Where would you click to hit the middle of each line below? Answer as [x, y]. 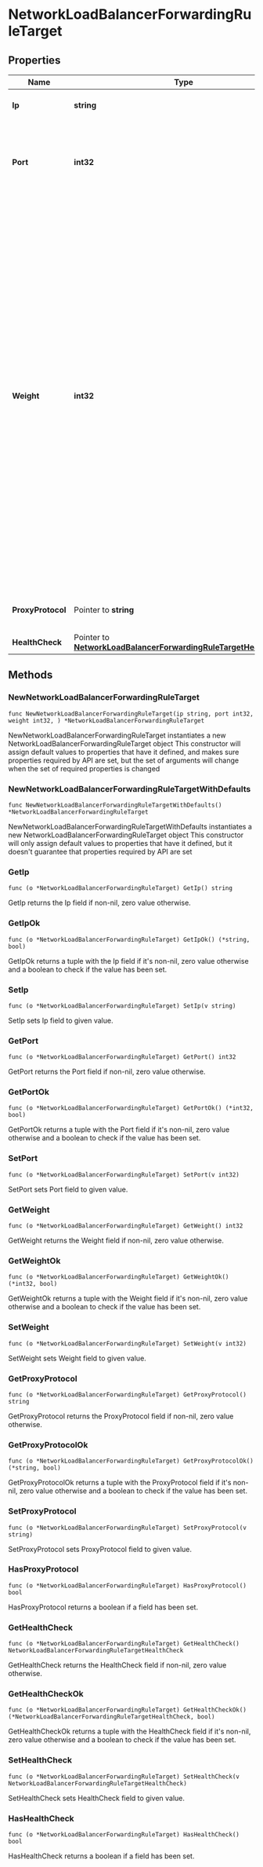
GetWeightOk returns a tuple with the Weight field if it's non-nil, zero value [128, 1298]
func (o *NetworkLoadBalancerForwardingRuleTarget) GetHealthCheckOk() [127, 1710]
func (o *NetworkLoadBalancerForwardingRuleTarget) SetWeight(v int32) [127, 1344]
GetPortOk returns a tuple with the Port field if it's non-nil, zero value [119, 1129]
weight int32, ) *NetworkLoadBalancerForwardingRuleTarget [106, 720]
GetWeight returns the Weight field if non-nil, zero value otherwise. [116, 1241]
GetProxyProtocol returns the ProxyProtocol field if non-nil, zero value [121, 1416]
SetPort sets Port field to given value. [68, 1189]
